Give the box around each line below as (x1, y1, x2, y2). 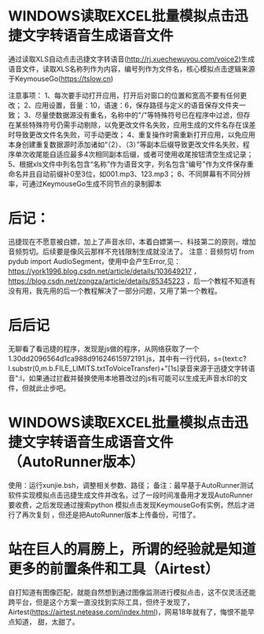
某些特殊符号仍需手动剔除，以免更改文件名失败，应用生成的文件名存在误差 (14, 119, 256, 130)
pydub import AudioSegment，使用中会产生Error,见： (8, 256, 181, 266)
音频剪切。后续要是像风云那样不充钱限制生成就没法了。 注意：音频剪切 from (8, 247, 255, 256)
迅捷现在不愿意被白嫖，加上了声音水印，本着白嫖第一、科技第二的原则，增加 (8, 236, 256, 246)
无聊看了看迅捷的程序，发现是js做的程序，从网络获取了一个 (8, 343, 200, 354)
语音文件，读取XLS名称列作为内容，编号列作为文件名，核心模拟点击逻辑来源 (8, 64, 255, 73)
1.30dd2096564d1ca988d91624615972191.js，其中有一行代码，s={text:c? (8, 354, 247, 363)
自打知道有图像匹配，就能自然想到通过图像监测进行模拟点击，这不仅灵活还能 (8, 587, 256, 597)
